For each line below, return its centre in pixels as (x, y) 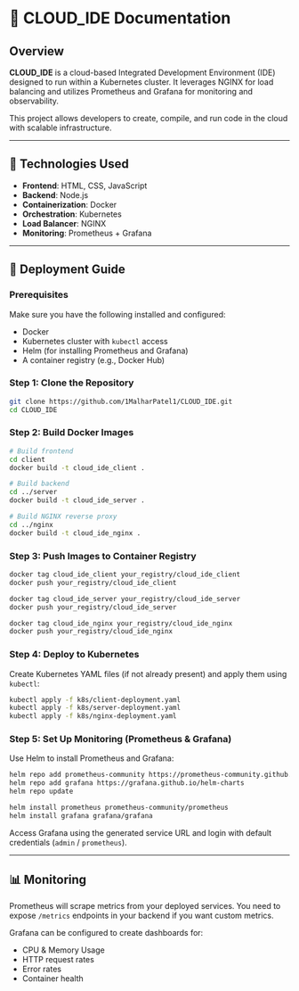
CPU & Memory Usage (63, 950)
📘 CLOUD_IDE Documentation (120, 18)
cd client (28, 459)
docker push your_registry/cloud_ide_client (93, 582)
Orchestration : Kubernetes (72, 214)
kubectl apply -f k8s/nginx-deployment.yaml (93, 716)
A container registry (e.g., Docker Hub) (93, 359)
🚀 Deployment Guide (68, 270)
